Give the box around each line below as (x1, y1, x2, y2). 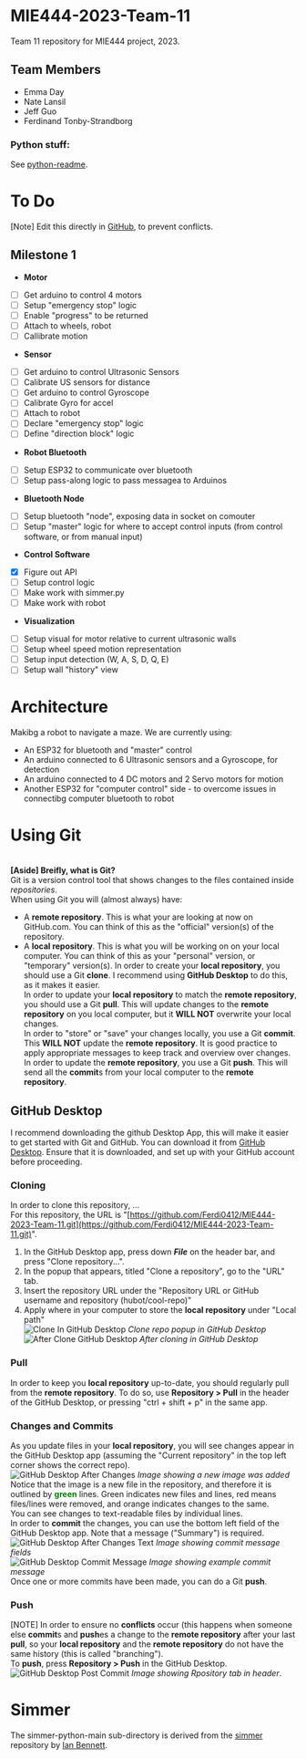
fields (10, 1546, 32, 1557)
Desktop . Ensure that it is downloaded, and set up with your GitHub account (10, 1146, 295, 1157)
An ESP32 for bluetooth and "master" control (23, 744, 193, 755)
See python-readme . (10, 159, 88, 170)
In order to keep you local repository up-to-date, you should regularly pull (10, 1377, 290, 1388)
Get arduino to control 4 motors (23, 289, 142, 300)
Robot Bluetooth (23, 446, 87, 457)
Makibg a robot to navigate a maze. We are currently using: (10, 727, 233, 738)
